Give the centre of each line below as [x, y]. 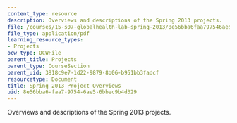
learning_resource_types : [45, 40]
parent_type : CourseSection [49, 66]
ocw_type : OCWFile [34, 53]
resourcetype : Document [42, 79]
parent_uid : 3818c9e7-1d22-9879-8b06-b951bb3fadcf [83, 72]
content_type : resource [42, 14]
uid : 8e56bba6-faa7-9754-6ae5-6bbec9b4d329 [72, 92]
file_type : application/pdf [49, 33]
